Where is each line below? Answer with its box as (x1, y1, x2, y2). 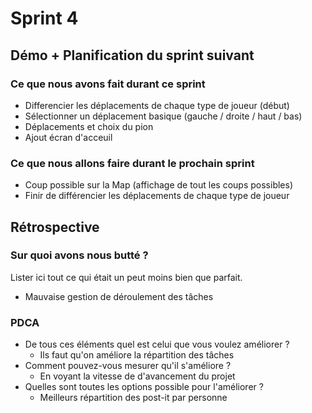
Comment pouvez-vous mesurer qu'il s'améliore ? (24, 360, 232, 372)
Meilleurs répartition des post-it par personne (39, 392, 228, 404)
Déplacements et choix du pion (24, 120, 154, 132)
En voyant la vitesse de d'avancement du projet (39, 370, 236, 382)
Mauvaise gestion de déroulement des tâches (24, 290, 214, 302)
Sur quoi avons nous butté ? (10, 248, 149, 262)
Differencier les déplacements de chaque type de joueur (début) (24, 99, 290, 111)
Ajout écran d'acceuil (24, 131, 113, 143)
